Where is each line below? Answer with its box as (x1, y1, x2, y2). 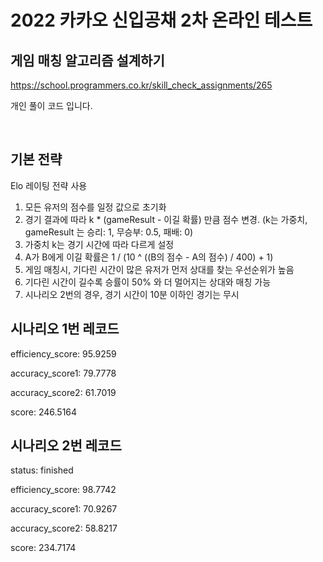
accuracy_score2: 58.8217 (10, 522, 118, 535)
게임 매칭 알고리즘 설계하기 (10, 52, 165, 69)
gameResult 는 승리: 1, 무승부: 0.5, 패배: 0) (24, 226, 194, 238)
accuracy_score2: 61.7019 (10, 386, 117, 398)
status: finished (10, 464, 74, 476)
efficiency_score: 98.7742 (10, 484, 117, 496)
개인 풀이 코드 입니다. (10, 100, 93, 111)
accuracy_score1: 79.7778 (10, 367, 117, 379)
